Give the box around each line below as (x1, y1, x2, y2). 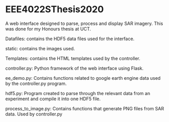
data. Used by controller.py (5, 111, 62, 117)
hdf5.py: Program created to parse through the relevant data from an (5, 90, 150, 96)
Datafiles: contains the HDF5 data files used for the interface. (5, 36, 135, 42)
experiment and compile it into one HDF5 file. (5, 96, 101, 102)
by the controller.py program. (5, 80, 67, 86)
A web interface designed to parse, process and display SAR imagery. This (5, 20, 163, 26)
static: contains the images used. (5, 45, 75, 51)
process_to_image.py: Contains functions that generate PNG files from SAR (5, 105, 164, 111)
